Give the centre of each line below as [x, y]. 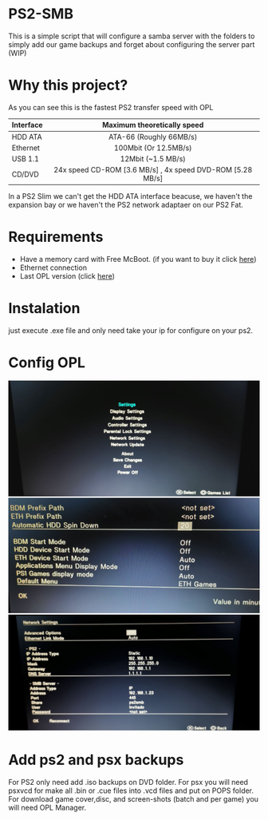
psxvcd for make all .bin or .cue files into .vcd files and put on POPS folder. [131, 790]
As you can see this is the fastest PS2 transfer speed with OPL [111, 107]
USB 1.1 [26, 159]
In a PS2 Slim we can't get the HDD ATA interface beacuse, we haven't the [130, 196]
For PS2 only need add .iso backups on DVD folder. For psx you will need [128, 782]
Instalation [44, 308]
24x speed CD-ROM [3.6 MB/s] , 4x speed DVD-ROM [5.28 [153, 170]
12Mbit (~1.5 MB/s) [153, 159]
